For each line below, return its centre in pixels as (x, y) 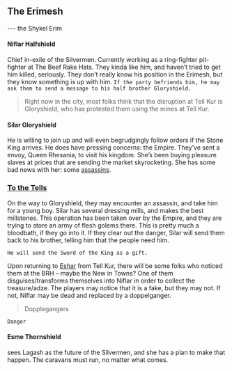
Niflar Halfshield (31, 44)
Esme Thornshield (34, 337)
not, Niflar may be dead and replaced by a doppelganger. (90, 295)
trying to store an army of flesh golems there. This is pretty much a (103, 225)
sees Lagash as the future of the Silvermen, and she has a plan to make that (116, 352)
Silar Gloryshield (32, 125)
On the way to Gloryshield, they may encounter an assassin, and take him (113, 203)
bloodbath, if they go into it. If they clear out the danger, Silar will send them (116, 232)
